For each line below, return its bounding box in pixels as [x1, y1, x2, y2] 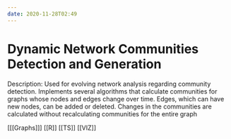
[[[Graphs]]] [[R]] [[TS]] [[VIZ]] [7, 123, 97, 132]
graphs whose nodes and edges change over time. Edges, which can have [7, 94, 225, 103]
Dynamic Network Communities [7, 40, 199, 57]
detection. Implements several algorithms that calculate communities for [7, 87, 218, 96]
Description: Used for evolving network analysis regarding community [7, 79, 211, 88]
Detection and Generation [7, 56, 162, 72]
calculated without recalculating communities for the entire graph [7, 109, 198, 118]
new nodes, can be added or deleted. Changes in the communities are [7, 102, 212, 111]
